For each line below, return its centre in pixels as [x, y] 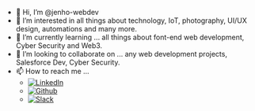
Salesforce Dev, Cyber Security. [68, 62]
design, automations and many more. [76, 29]
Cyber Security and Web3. [59, 46]
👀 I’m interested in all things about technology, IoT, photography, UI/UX [131, 20]
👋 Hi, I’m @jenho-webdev [57, 12]
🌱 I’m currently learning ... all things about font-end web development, [130, 37]
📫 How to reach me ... [52, 71]
